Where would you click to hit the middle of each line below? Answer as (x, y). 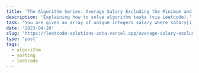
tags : (13, 45)
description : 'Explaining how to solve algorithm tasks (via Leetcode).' (99, 17)
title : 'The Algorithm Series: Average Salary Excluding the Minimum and (99, 11)
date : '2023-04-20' (30, 28)
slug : (13, 34)
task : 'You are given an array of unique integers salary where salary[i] (100, 22)
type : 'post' (22, 39)
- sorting (23, 55)
